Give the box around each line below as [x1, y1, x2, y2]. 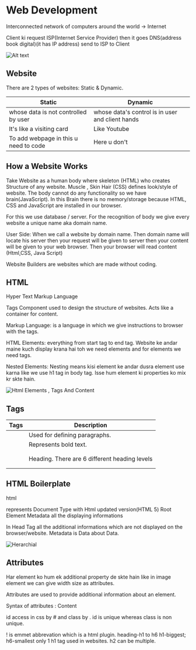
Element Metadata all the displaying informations [6, 512, 124, 519]
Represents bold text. [28, 441, 87, 449]
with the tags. [6, 328, 39, 335]
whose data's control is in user [93, 108, 178, 116]
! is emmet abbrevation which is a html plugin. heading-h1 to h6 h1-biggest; [6, 631, 187, 638]
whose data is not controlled [9, 108, 87, 116]
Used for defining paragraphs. [28, 431, 111, 439]
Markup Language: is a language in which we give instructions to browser [6, 322, 184, 329]
